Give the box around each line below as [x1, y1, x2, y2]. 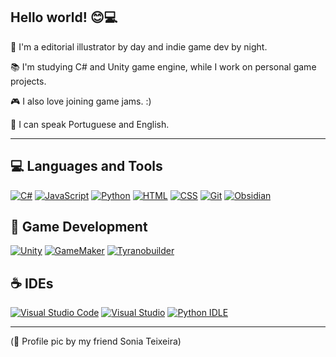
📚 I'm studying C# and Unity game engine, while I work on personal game [10, 60, 317, 73]
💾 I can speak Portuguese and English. [10, 118, 170, 130]
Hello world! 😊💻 [10, 9, 118, 26]
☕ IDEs [10, 275, 54, 292]
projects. [10, 75, 47, 87]
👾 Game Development [10, 219, 148, 236]
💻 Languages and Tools [10, 158, 163, 175]
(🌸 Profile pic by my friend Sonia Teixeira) [10, 335, 182, 348]
